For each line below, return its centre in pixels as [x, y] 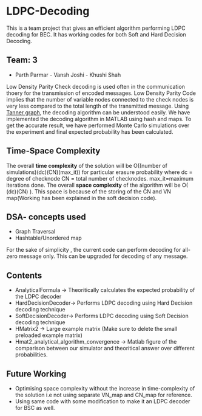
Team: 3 [22, 60]
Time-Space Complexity [53, 151]
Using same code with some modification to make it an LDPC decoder [103, 401]
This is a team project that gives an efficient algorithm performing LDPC [96, 28]
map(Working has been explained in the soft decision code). [82, 198]
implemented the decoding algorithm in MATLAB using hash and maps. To [99, 119]
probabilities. [31, 355]
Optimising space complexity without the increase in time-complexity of [105, 388]
